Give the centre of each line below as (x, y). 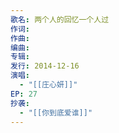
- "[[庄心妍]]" (48, 85)
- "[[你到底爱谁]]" (56, 112)
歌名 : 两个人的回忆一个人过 (60, 19)
